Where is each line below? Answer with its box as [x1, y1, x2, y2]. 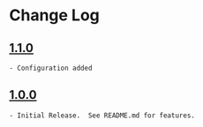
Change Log [9, 5, 100, 26]
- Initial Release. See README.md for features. [9, 111, 196, 120]
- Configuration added [9, 63, 93, 72]
